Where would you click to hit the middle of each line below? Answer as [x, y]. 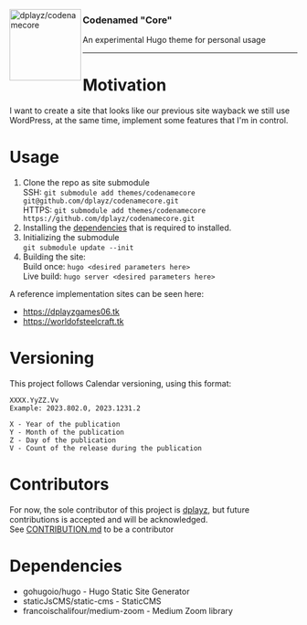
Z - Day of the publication [63, 440]
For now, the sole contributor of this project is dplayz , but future [129, 510]
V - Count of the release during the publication [106, 449]
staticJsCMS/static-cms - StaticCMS [92, 601]
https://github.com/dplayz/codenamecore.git [109, 219]
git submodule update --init [78, 248]
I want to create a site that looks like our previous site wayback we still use [150, 111]
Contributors [59, 485]
